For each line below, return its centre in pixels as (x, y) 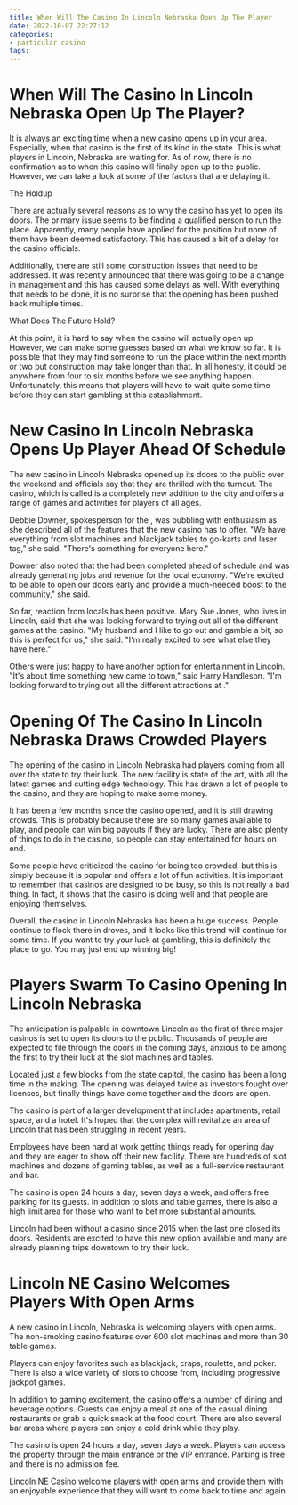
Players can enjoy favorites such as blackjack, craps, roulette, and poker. (143, 1363)
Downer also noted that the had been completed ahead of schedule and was (149, 565)
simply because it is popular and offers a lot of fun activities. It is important (146, 875)
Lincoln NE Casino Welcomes (120, 1284)
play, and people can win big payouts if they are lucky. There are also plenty (149, 829)
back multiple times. (46, 304)
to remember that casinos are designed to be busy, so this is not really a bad (149, 884)
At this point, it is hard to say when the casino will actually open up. (133, 338)
